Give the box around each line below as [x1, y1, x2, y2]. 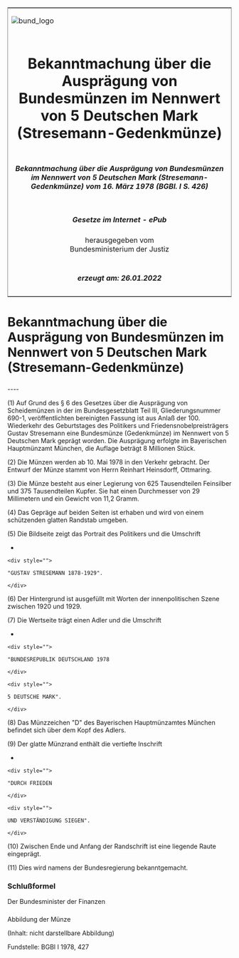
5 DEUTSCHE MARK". [7, 693, 62, 700]
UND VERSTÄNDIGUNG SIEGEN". [7, 817, 91, 824]
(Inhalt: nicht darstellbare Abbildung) [7, 929, 115, 937]
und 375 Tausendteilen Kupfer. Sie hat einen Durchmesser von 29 [7, 486, 201, 495]
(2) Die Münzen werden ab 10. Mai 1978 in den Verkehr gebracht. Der [7, 457, 210, 466]
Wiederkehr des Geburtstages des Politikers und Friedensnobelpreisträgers [7, 421, 229, 429]
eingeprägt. [7, 849, 41, 858]
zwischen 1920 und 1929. [7, 602, 82, 610]
